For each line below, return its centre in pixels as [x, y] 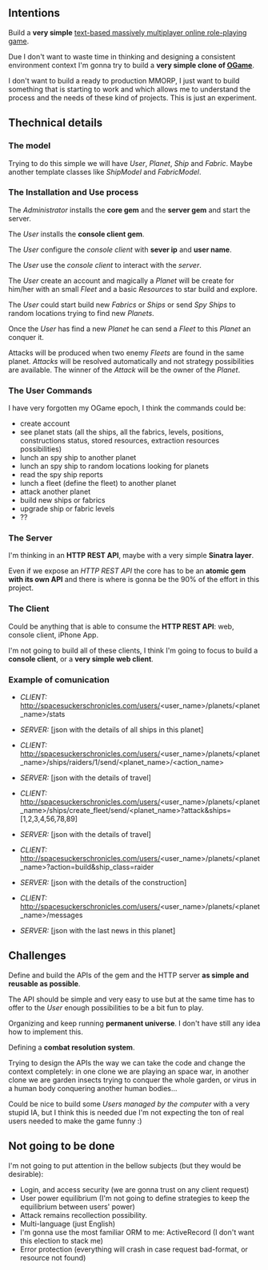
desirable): [26, 1174]
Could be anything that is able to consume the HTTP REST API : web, [121, 626]
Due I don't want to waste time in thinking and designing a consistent [122, 56]
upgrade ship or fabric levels [67, 509]
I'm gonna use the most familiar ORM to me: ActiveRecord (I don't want [137, 1232]
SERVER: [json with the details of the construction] [103, 882]
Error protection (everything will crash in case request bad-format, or [134, 1249]
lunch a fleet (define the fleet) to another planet [98, 483]
